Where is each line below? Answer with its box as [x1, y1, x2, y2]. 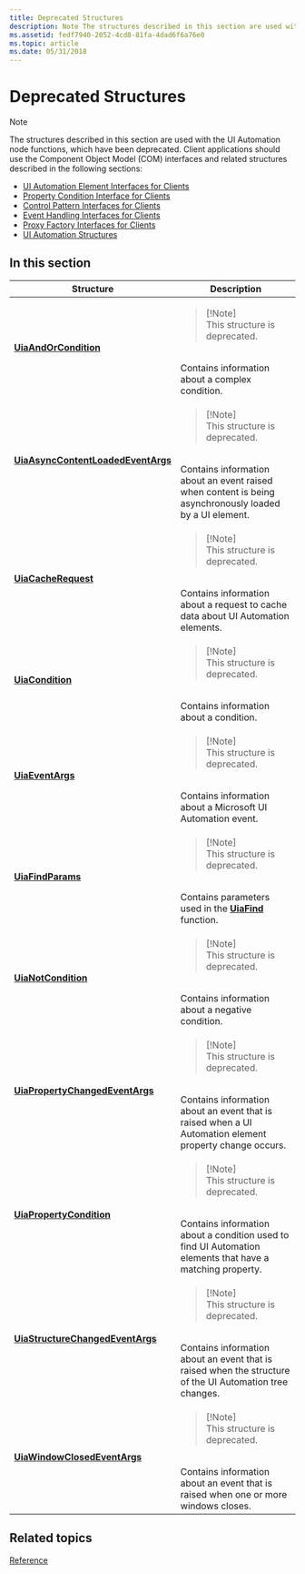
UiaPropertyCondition [14, 1208, 111, 1221]
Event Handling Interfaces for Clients [22, 210, 161, 221]
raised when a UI [180, 1116, 252, 1129]
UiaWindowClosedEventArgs [14, 1450, 143, 1463]
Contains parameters [180, 890, 271, 903]
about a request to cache [180, 598, 288, 611]
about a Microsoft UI [180, 800, 268, 813]
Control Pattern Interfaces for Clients [22, 200, 161, 211]
